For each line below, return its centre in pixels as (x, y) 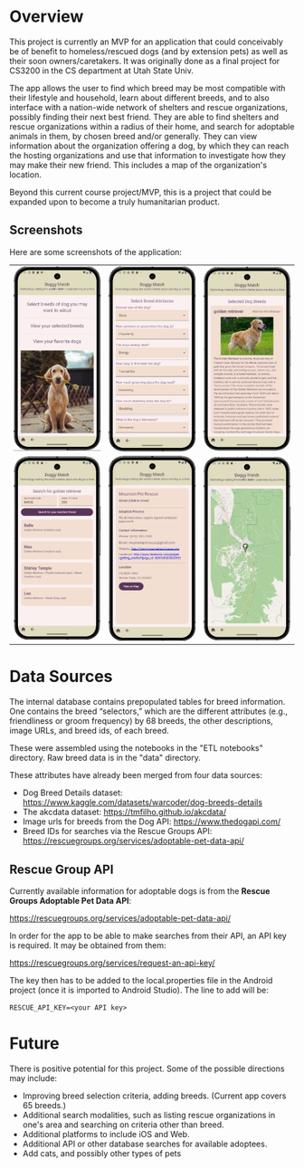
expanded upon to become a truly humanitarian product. (114, 202)
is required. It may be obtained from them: (88, 945)
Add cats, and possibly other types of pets (102, 1153)
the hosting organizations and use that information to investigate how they (148, 155)
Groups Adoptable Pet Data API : (71, 901)
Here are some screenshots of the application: (96, 252)
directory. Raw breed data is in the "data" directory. (105, 758)
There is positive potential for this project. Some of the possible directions (147, 1068)
